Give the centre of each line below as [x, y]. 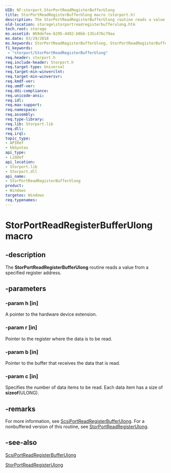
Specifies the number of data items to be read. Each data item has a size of [84, 387]
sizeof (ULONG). [22, 393]
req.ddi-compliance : [27, 91]
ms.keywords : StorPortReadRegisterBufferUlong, [57, 43]
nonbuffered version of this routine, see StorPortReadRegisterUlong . [77, 427]
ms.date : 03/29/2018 [27, 39]
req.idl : [15, 100]
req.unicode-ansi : [25, 96]
